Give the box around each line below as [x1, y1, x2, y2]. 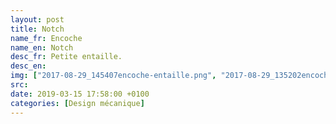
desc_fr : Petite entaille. [10, 52, 123, 62]
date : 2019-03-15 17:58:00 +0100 [10, 89, 150, 99]
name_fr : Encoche [10, 33, 83, 43]
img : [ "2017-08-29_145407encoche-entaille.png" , [10, 71, 217, 81]
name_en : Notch [10, 42, 74, 53]
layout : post [10, 14, 65, 25]
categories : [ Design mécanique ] [10, 98, 145, 108]
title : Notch [10, 24, 65, 34]
